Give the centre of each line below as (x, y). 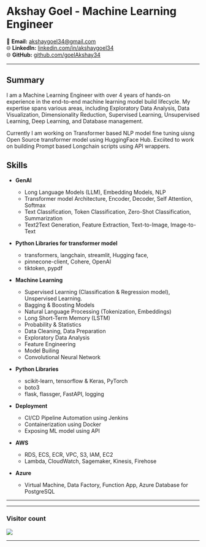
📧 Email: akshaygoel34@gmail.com (51, 41)
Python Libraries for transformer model (66, 243)
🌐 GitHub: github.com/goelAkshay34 (54, 55)
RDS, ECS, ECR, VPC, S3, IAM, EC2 (69, 454)
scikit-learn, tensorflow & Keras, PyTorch (76, 381)
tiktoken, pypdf (44, 268)
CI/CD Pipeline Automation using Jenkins (76, 417)
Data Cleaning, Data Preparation (65, 331)
